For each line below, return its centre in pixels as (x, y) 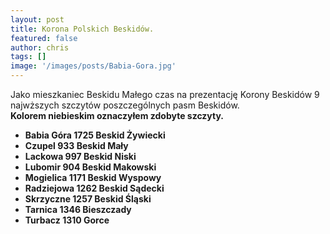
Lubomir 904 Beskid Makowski (90, 167)
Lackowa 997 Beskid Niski (80, 156)
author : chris (40, 47)
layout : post (37, 19)
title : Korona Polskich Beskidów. (82, 29)
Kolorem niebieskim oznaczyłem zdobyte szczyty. (117, 115)
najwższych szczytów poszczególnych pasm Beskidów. (125, 105)
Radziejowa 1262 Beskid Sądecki (94, 188)
